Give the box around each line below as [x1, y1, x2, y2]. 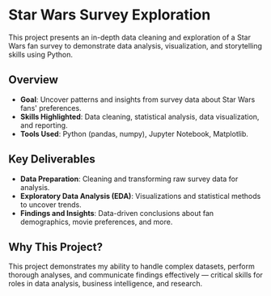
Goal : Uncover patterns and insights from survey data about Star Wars [19, 95, 256, 104]
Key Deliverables [8, 152, 95, 167]
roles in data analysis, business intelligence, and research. [8, 279, 203, 289]
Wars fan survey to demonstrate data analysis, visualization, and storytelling [8, 40, 263, 50]
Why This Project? [8, 240, 104, 254]
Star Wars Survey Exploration [8, 6, 211, 24]
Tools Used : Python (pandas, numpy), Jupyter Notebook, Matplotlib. [19, 129, 249, 138]
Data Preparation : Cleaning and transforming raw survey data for [19, 174, 239, 184]
